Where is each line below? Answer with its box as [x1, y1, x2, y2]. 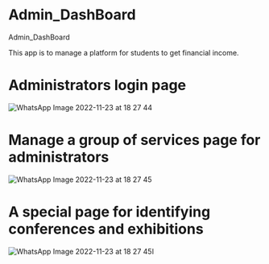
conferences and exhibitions [8, 220, 204, 238]
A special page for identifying [8, 203, 211, 221]
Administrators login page [8, 76, 187, 94]
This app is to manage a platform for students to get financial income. [8, 47, 239, 57]
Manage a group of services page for [8, 131, 261, 150]
